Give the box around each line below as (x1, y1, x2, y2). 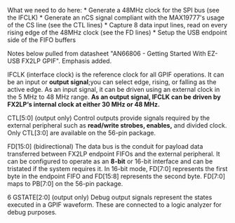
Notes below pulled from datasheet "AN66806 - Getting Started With (7, 49, 206, 58)
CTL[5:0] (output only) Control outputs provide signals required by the (7, 114, 210, 122)
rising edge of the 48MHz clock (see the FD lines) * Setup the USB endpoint (7, 28, 227, 36)
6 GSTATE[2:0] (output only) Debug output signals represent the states (7, 193, 213, 201)
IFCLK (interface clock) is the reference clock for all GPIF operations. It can (7, 70, 224, 79)
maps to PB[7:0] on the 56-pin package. (7, 180, 123, 188)
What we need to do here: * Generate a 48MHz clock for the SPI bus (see (7, 6, 220, 14)
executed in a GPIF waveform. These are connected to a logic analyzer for (7, 201, 222, 209)
